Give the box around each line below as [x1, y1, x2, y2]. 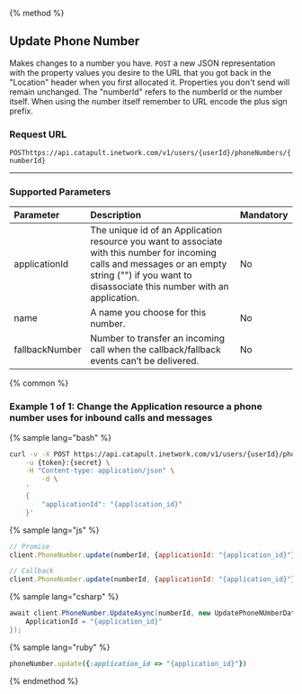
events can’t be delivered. [89, 355, 200, 368]
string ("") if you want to [89, 269, 192, 282]
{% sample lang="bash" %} [9, 432, 112, 443]
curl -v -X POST [9, 450, 70, 459]
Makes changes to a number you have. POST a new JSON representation [9, 58, 276, 68]
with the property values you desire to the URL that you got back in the [9, 67, 271, 78]
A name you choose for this [89, 306, 207, 319]
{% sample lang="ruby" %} [9, 642, 111, 653]
